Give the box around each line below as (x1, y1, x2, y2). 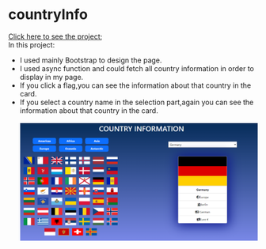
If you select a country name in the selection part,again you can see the (19, 97, 254, 107)
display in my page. (19, 72, 84, 81)
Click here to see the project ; (8, 32, 103, 41)
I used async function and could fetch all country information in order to (19, 63, 255, 73)
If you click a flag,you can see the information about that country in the (19, 81, 252, 90)
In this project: (8, 40, 55, 49)
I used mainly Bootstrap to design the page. (19, 55, 162, 65)
